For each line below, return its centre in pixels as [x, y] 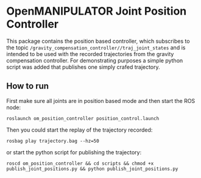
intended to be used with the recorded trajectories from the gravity [90, 54]
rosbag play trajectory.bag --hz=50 [53, 141]
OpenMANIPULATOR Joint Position [97, 11]
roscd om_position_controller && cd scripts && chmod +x [80, 163]
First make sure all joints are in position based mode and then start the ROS [101, 101]
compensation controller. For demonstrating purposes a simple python [95, 60]
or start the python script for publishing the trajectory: [74, 152]
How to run [28, 86]
